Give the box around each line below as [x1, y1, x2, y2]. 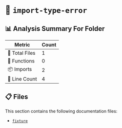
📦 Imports [7, 66, 32, 72]
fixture [12, 118, 28, 124]
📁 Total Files [7, 50, 36, 56]
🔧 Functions [7, 58, 35, 64]
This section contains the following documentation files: [5, 108, 118, 114]
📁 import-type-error [5, 4, 87, 16]
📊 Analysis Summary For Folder [5, 24, 105, 33]
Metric [14, 42, 30, 48]
